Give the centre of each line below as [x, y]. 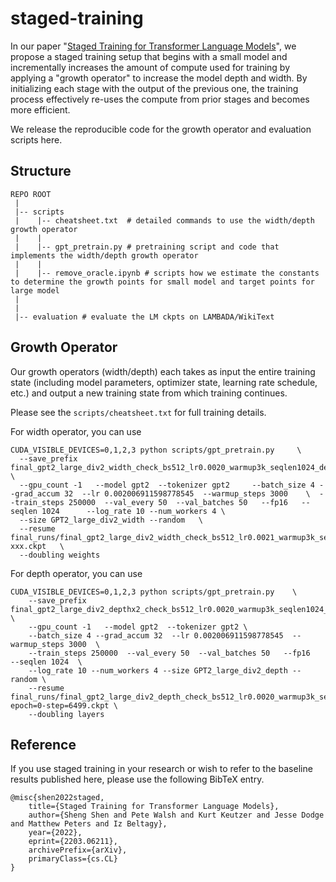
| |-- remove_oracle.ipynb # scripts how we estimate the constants [167, 273]
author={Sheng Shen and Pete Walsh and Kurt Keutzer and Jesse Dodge [176, 815]
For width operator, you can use [76, 431]
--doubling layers [66, 714]
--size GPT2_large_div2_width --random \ [111, 520]
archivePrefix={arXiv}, [78, 850]
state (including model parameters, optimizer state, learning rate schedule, [164, 382]
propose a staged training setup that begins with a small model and [149, 56]
